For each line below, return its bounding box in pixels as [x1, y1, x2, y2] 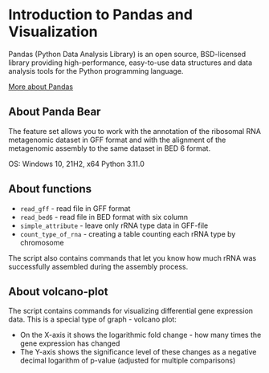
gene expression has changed [19, 339, 120, 348]
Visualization [8, 22, 98, 41]
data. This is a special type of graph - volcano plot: [8, 314, 177, 324]
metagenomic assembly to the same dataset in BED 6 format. [8, 143, 211, 153]
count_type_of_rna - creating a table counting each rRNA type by [19, 229, 236, 238]
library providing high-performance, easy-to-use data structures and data [8, 58, 253, 67]
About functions [8, 182, 92, 196]
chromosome [19, 237, 64, 247]
